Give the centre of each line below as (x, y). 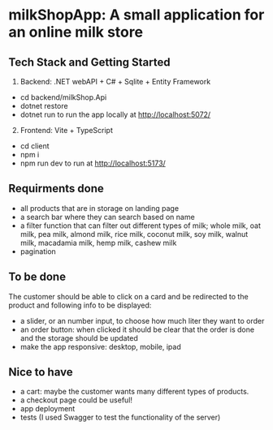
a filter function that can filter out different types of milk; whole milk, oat (141, 226)
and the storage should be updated (79, 338)
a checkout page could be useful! (76, 400)
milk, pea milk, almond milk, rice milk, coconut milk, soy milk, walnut (134, 234)
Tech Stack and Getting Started (89, 62)
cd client (35, 146)
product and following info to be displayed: (80, 305)
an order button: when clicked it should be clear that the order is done (137, 329)
